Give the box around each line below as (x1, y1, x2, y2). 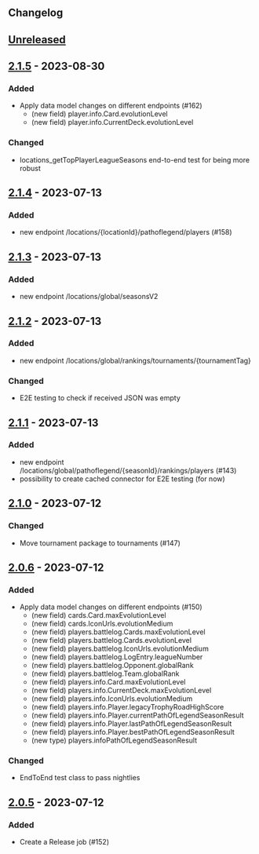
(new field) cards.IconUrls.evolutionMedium (31, 619, 173, 629)
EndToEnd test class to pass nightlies (19, 773, 140, 783)
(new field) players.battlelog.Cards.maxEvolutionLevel (31, 627, 206, 637)
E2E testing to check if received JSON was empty (19, 393, 181, 403)
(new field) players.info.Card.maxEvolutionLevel (31, 677, 186, 687)
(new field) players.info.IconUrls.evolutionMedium (31, 694, 193, 703)
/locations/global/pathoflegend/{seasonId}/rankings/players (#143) (19, 465, 237, 475)
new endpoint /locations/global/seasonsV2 (19, 292, 159, 301)
